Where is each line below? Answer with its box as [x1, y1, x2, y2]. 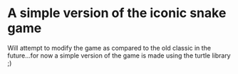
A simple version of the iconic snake [7, 5, 227, 21]
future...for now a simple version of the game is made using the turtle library [7, 51, 231, 60]
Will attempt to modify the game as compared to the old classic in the [7, 43, 212, 52]
